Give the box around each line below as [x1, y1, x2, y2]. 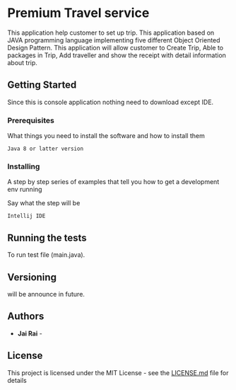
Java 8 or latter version [7, 145, 83, 153]
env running [7, 185, 42, 194]
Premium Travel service [7, 5, 150, 21]
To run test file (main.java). [7, 251, 85, 259]
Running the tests [7, 231, 87, 243]
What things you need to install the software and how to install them [7, 132, 205, 140]
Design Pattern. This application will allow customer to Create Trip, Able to [7, 43, 224, 52]
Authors [7, 310, 45, 323]
